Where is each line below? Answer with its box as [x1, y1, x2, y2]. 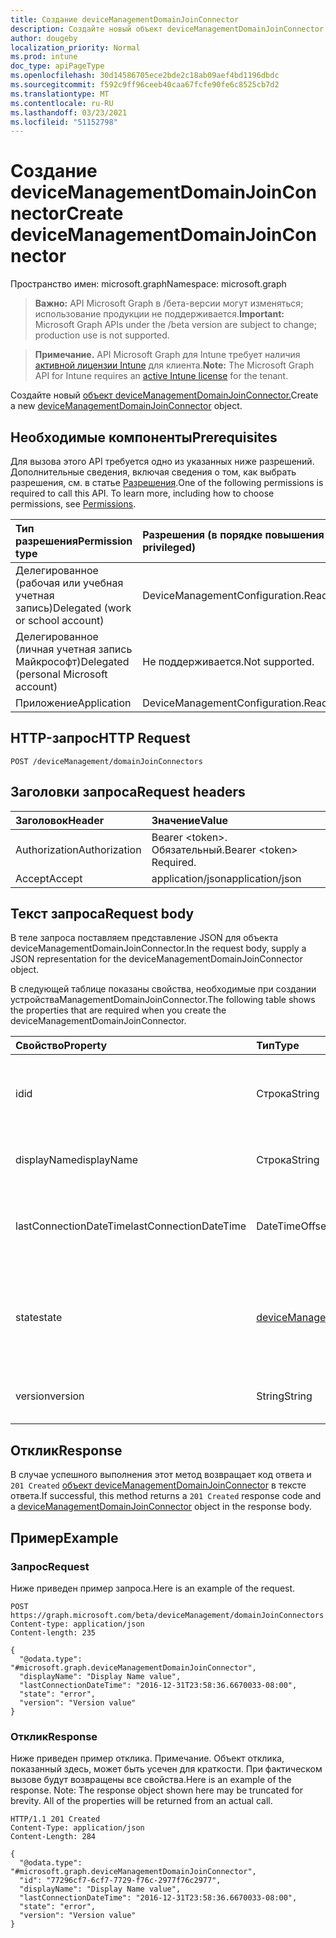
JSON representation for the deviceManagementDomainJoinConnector [10, 953, 303, 965]
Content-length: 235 [10, 1627, 97, 1638]
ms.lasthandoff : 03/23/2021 [10, 107, 128, 118]
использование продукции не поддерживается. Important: [34, 308, 285, 320]
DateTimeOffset [256, 1219, 330, 1233]
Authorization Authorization [15, 842, 142, 856]
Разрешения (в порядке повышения [142, 528, 325, 541]
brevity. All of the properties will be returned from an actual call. [10, 1795, 273, 1807]
